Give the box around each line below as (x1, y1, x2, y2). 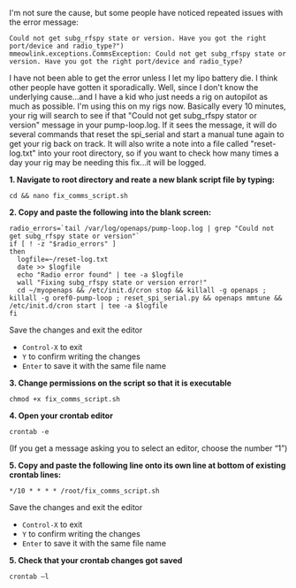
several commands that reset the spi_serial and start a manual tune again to (9, 129, 285, 140)
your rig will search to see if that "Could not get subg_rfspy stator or (9, 111, 258, 120)
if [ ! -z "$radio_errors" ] (9, 240, 117, 248)
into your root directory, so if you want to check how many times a (37, 148, 279, 158)
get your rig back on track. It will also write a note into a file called (9, 139, 249, 149)
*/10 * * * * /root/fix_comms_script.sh (9, 486, 161, 495)
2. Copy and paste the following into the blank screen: (9, 207, 212, 218)
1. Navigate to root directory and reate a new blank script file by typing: (9, 174, 276, 185)
